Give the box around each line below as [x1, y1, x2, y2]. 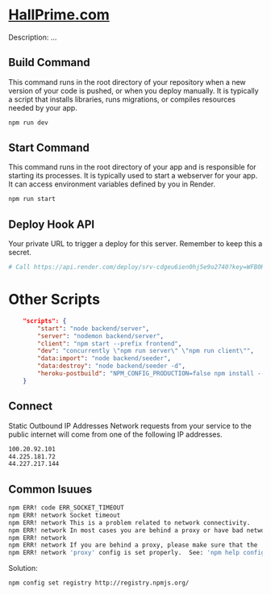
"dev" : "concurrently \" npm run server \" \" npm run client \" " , [37, 347, 254, 355]
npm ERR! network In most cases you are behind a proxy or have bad [8, 526, 244, 534]
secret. [8, 248, 32, 258]
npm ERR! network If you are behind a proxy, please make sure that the [8, 541, 258, 550]
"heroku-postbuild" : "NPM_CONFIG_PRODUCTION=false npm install [37, 370, 254, 378]
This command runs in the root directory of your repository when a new [8, 77, 246, 86]
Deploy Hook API [8, 217, 95, 231]
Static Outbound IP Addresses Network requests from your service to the [8, 421, 252, 430]
